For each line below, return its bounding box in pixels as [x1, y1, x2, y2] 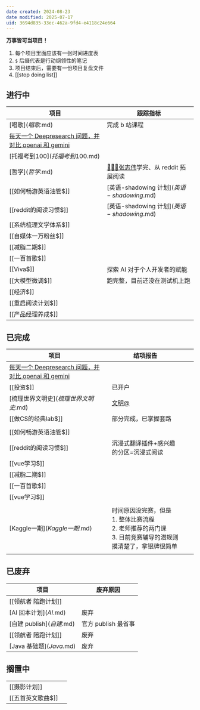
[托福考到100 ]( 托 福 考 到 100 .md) [9, 152, 100, 160]
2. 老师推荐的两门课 [111, 524, 167, 532]
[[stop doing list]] [14, 71, 58, 78]
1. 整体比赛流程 [111, 515, 155, 523]
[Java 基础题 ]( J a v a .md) [9, 642, 76, 650]
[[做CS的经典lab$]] [9, 415, 63, 422]
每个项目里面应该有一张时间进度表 [14, 50, 99, 57]
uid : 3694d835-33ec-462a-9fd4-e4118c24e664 [6, 20, 116, 26]
